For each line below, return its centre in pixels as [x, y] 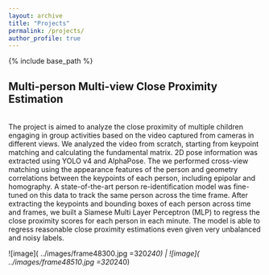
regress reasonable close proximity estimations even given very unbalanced [135, 229]
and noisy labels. [36, 238]
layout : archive [35, 16]
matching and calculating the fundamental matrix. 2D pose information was [133, 153]
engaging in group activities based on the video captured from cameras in [131, 135]
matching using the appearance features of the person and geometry [123, 170]
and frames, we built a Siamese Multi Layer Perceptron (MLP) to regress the [134, 212]
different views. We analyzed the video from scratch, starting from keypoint [134, 144]
